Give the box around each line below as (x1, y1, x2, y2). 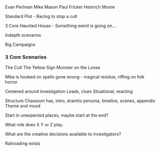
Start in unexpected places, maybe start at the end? (5, 112, 109, 118)
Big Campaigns (5, 42, 35, 47)
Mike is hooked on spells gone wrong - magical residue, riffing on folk (5, 74, 144, 80)
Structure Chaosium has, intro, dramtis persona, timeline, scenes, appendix (5, 98, 156, 104)
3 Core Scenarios (5, 53, 47, 60)
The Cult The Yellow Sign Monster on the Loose (5, 65, 100, 71)
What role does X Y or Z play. (5, 122, 64, 128)
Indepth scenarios (5, 32, 41, 38)
